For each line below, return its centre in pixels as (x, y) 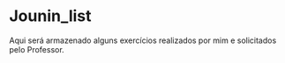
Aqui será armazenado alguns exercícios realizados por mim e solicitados (143, 40)
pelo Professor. (37, 49)
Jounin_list (50, 16)
